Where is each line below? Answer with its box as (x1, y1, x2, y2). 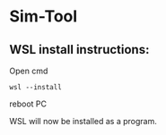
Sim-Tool (9, 6, 78, 27)
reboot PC (9, 98, 48, 109)
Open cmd (9, 65, 48, 76)
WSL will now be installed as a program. (9, 116, 157, 126)
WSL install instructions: (9, 42, 150, 57)
